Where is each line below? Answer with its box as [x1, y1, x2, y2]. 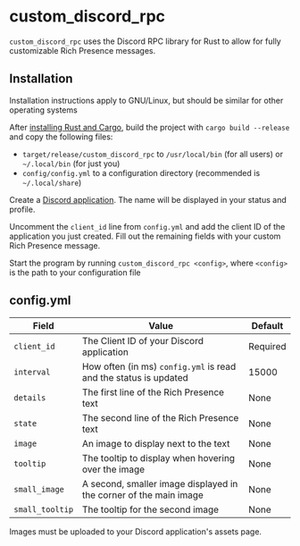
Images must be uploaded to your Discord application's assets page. [9, 525, 262, 537]
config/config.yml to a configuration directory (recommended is [21, 167, 261, 178]
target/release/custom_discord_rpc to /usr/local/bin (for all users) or [21, 148, 284, 159]
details [13, 392, 46, 403]
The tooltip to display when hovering [81, 451, 235, 464]
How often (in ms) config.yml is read [81, 360, 237, 373]
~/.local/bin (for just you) [21, 158, 121, 169]
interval [13, 366, 51, 377]
